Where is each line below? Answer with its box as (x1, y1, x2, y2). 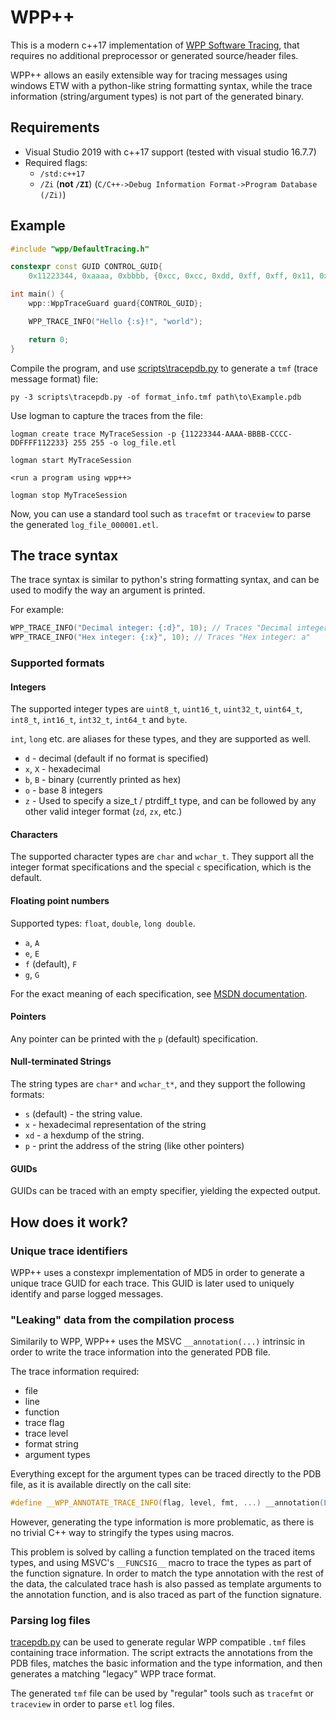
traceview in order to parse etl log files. (10, 1698, 175, 1710)
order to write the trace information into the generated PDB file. (10, 1346, 271, 1358)
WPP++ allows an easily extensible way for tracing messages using (10, 69, 288, 81)
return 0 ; (28, 334, 70, 345)
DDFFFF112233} (10, 437, 70, 448)
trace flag (24, 1417, 65, 1429)
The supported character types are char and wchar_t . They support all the (10, 851, 315, 863)
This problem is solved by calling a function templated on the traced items (10, 1546, 316, 1558)
